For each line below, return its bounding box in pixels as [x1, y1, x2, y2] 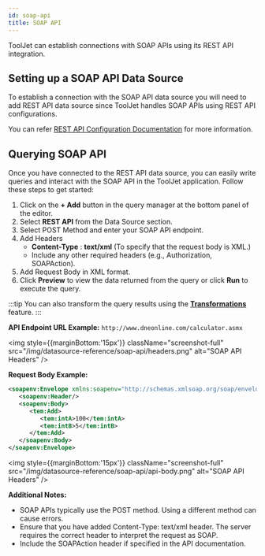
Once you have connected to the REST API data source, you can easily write [8, 169, 256, 178]
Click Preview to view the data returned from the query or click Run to [19, 276, 248, 285]
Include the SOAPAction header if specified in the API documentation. [19, 539, 246, 548]
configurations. [8, 109, 58, 119]
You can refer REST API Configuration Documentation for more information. [8, 124, 254, 134]
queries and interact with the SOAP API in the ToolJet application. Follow [8, 176, 244, 186]
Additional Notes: [8, 490, 67, 499]
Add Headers [19, 234, 63, 243]
